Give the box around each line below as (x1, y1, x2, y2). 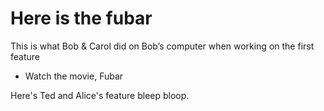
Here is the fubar (10, 7, 153, 30)
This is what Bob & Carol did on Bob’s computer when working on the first (10, 40, 315, 52)
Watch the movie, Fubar (24, 70, 124, 82)
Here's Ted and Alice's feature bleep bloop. (10, 89, 190, 101)
